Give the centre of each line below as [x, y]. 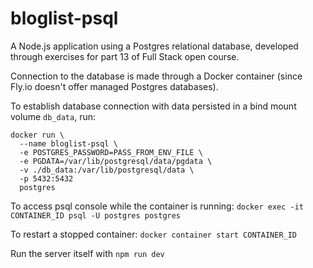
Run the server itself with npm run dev [87, 253]
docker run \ [37, 135]
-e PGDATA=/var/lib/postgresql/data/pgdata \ [116, 161]
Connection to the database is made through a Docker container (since [156, 76]
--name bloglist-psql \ [68, 143]
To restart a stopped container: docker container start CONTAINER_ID [154, 234]
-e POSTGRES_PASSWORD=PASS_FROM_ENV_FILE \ [111, 152]
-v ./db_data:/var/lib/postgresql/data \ [107, 170]
